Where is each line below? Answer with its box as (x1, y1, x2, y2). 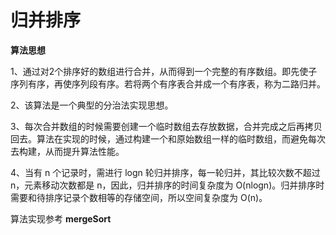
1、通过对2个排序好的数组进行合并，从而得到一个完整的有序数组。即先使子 (10, 65, 318, 77)
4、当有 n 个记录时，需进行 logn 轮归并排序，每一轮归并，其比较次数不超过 (10, 166, 321, 178)
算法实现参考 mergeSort (10, 212, 112, 225)
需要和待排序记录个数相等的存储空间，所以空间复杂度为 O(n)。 (10, 191, 268, 203)
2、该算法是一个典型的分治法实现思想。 (10, 99, 174, 111)
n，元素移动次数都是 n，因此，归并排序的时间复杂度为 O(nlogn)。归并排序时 (10, 179, 325, 191)
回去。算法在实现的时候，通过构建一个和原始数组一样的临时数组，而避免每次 (10, 132, 326, 145)
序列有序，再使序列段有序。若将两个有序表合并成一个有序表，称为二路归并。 (10, 77, 326, 90)
